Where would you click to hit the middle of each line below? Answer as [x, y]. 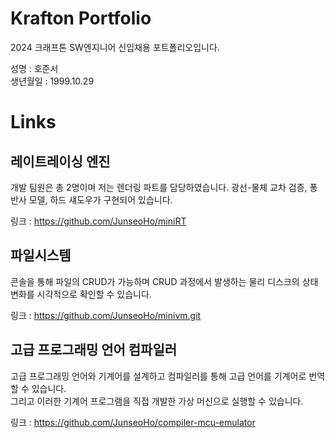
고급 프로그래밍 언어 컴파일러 [94, 350]
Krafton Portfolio [81, 18]
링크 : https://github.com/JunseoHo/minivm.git [106, 315]
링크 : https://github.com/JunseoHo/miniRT [98, 221]
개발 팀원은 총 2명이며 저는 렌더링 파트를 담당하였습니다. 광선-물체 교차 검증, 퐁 [164, 187]
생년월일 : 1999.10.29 [52, 81]
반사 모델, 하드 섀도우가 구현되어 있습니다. [91, 199]
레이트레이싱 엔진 [60, 161]
